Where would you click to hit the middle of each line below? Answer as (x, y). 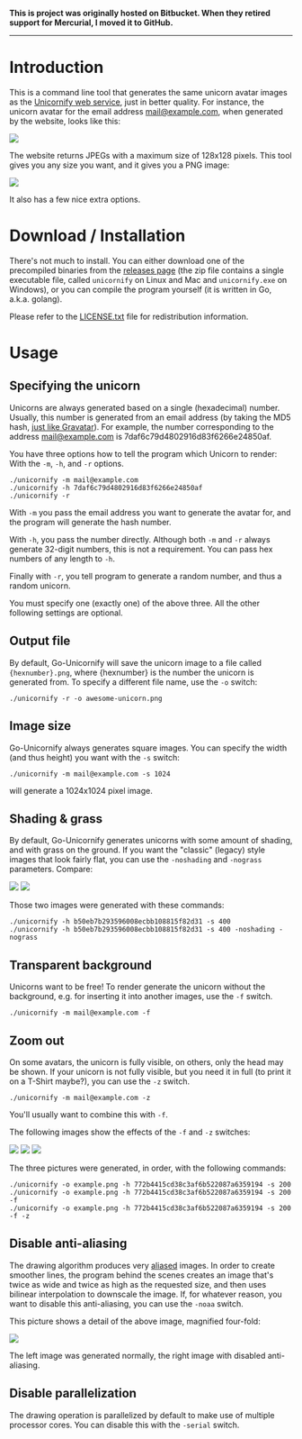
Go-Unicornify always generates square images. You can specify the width (148, 748)
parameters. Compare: (51, 870)
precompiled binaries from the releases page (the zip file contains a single (147, 270)
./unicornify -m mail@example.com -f (80, 1013)
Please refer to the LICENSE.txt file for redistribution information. (129, 316)
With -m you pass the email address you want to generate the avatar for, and (150, 512)
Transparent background (81, 965)
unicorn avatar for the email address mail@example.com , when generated (146, 111)
